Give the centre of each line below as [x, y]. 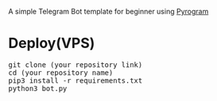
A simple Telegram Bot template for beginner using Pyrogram [108, 11]
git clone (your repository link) [76, 65]
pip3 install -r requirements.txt [76, 80]
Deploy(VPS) [52, 43]
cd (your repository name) [61, 73]
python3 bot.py [38, 88]
